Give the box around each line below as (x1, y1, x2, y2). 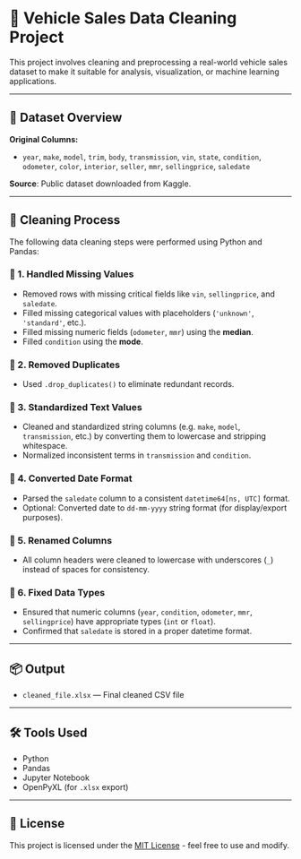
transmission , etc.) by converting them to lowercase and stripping (21, 431, 267, 442)
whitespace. (21, 441, 68, 451)
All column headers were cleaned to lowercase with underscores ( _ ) (21, 554, 274, 565)
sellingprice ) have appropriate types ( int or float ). (21, 616, 217, 627)
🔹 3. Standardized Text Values (9, 401, 142, 414)
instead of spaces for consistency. (21, 564, 150, 575)
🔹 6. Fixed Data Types (9, 586, 106, 598)
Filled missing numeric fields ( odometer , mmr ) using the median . (21, 326, 254, 337)
